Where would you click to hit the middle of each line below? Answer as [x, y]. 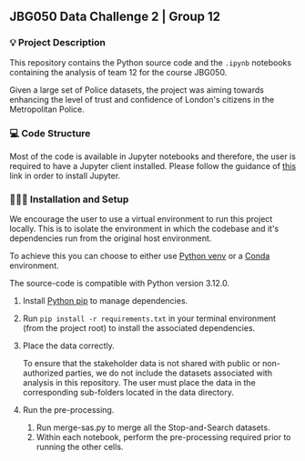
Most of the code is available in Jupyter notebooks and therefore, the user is [152, 156]
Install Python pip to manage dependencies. [105, 301]
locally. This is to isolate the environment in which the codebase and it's [144, 229]
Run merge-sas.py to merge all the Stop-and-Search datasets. [153, 427]
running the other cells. [80, 447]
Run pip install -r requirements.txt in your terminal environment [149, 318]
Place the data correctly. [69, 346]
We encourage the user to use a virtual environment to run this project [141, 219]
